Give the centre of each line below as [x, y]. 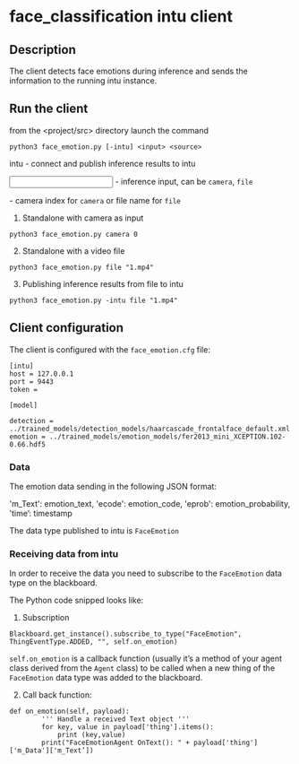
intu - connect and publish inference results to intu [103, 163]
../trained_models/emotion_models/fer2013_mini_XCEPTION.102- [167, 437]
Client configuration [66, 328]
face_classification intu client [121, 17]
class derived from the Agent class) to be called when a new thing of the [142, 668]
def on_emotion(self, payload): [69, 712]
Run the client [49, 109]
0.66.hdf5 [28, 444]
